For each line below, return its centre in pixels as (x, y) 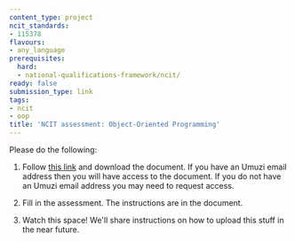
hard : (28, 67)
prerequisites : (37, 59)
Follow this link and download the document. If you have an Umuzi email (154, 167)
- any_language (37, 51)
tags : (19, 100)
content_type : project (51, 17)
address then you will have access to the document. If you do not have (151, 176)
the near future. (51, 230)
